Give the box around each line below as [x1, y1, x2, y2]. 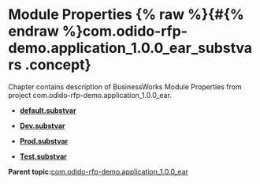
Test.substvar [19, 152, 67, 161]
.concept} [24, 56, 92, 74]
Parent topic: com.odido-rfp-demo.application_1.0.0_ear [8, 167, 189, 176]
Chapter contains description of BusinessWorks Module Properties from [8, 81, 242, 92]
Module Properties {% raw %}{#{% [8, 6, 244, 24]
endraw [8, 22, 59, 40]
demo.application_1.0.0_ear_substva [8, 39, 253, 57]
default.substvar [19, 105, 76, 115]
